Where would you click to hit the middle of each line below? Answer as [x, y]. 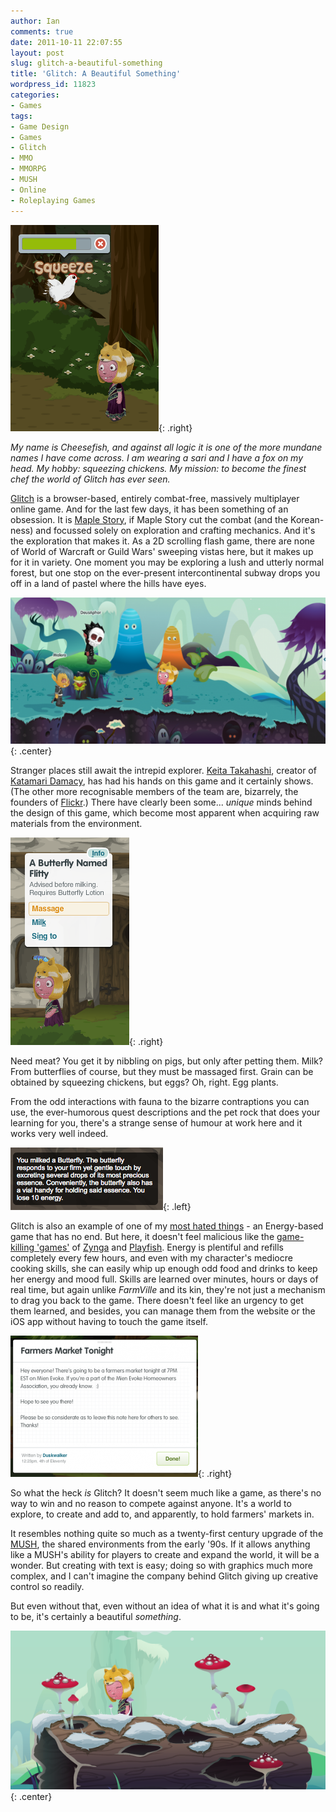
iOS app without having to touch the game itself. [109, 1321]
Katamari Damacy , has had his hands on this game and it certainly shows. [162, 781]
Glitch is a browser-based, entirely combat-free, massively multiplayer [155, 498]
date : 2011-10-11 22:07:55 [66, 42]
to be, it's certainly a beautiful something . [96, 1616]
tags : [21, 116]
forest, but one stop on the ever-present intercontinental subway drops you [165, 572]
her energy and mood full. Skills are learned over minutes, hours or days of [164, 1279]
